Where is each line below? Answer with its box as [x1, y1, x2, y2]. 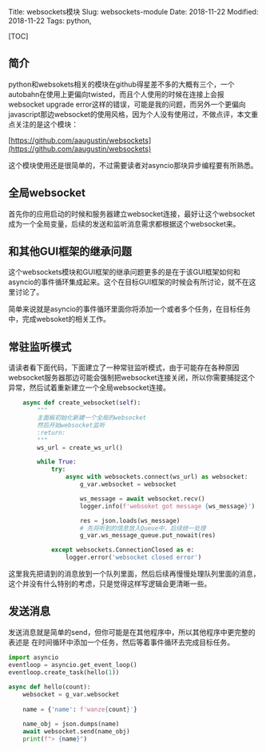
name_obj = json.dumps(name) [22, 720, 120, 728]
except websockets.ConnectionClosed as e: [50, 546, 195, 554]
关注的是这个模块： [14, 119, 78, 129]
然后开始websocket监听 [37, 421, 105, 429]
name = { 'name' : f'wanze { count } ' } [22, 705, 137, 713]
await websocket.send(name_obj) [22, 727, 130, 735]
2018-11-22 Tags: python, [8, 16, 92, 26]
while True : [37, 458, 77, 466]
